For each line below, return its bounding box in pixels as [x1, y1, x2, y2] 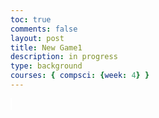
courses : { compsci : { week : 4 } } [10, 71, 150, 81]
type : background [10, 61, 83, 71]
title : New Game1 [10, 42, 83, 53]
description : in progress [10, 52, 118, 62]
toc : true [10, 14, 52, 25]
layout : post [10, 33, 65, 43]
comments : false [10, 24, 78, 34]
